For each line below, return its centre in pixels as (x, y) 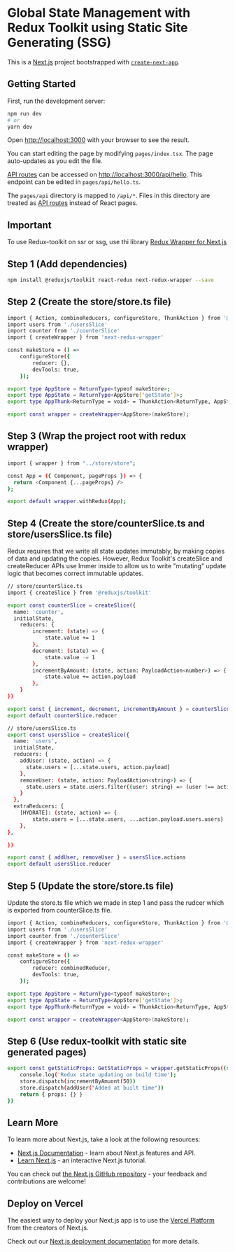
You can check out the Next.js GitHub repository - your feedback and (107, 1174)
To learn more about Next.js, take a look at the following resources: (104, 1139)
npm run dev (24, 113)
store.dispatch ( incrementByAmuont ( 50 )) (78, 1081)
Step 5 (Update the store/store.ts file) (91, 886)
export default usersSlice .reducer (59, 864)
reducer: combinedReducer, (72, 968)
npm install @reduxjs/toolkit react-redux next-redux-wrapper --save (111, 280)
